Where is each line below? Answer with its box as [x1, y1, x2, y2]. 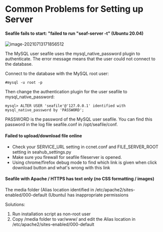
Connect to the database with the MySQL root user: [5, 71, 109, 77]
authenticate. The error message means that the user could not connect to [5, 56, 156, 62]
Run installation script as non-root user [12, 211, 91, 217]
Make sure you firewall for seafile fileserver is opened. [12, 154, 122, 160]
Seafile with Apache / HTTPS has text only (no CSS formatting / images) [5, 176, 155, 182]
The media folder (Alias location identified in [5, 186, 94, 192]
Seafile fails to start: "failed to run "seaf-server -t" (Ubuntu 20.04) [5, 30, 144, 36]
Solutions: [5, 201, 25, 207]
